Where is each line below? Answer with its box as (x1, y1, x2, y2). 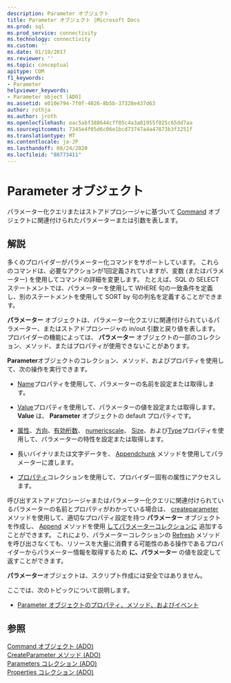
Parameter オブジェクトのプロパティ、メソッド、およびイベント (17, 600, 199, 608)
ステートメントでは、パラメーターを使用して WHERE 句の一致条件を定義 (7, 284, 214, 292)
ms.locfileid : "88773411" (7, 151, 81, 159)
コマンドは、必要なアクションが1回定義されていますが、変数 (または (12, 267, 207, 275)
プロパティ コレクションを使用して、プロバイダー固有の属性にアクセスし (17, 472, 222, 481)
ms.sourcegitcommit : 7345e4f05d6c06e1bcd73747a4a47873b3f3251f (7, 126, 193, 133)
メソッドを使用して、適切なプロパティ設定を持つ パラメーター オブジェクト (7, 513, 221, 521)
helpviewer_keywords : (7, 87, 70, 94)
